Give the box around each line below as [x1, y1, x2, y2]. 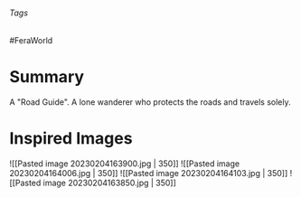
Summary [9, 67, 84, 88]
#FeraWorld [9, 35, 53, 46]
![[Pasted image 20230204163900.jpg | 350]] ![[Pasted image [9, 158, 240, 169]
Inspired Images [9, 128, 133, 149]
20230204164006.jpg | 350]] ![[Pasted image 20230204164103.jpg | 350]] [9, 168, 288, 179]
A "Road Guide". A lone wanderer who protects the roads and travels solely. [9, 97, 291, 108]
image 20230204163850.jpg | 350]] [42, 177, 176, 189]
